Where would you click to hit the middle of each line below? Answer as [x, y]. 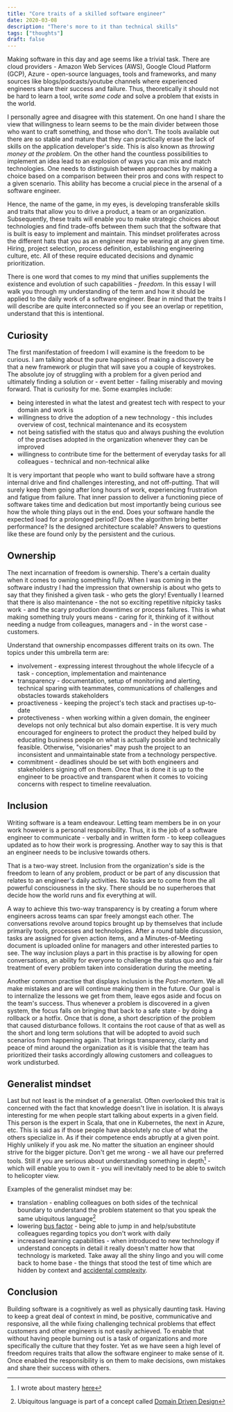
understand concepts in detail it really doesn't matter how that [106, 1248]
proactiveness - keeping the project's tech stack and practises [106, 703]
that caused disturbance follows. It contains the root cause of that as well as [116, 1025]
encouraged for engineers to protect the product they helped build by [116, 732]
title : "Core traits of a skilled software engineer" [87, 14]
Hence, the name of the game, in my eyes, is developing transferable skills [113, 204]
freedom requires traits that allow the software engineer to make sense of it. [116, 1353]
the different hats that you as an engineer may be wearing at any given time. [116, 241]
